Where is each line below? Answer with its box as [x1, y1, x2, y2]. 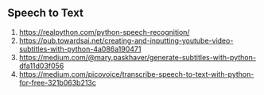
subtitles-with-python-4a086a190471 [18, 44, 142, 54]
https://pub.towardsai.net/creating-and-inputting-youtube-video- [18, 36, 234, 45]
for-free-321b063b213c [18, 78, 97, 87]
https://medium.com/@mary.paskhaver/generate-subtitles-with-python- [18, 52, 256, 62]
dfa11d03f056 [18, 61, 64, 70]
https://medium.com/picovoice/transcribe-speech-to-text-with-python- [18, 69, 254, 78]
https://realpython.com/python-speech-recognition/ [18, 27, 190, 36]
